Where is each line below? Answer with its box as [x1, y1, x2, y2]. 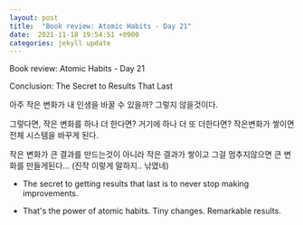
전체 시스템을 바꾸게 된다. [9, 130, 99, 141]
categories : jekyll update [9, 38, 111, 48]
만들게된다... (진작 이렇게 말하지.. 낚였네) [25, 160, 169, 172]
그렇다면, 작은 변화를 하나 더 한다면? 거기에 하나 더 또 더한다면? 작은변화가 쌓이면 [9, 118, 295, 129]
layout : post [9, 13, 59, 23]
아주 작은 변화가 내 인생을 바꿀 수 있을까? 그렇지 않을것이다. [9, 99, 219, 110]
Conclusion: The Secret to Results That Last [9, 80, 174, 91]
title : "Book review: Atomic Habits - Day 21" [9, 22, 193, 31]
